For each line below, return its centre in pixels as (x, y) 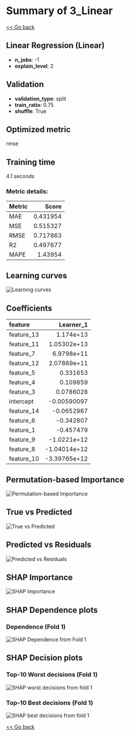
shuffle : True (30, 111)
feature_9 (22, 440)
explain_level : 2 (34, 66)
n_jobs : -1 (27, 59)
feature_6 (22, 421)
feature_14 (24, 411)
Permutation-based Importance (65, 480)
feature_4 (22, 382)
